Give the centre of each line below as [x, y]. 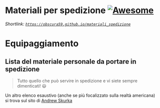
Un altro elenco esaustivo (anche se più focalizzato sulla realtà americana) [80, 95]
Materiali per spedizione [56, 10]
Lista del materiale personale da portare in [71, 62]
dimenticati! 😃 [32, 86]
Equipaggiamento [42, 44]
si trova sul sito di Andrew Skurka [39, 100]
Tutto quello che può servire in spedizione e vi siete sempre [77, 81]
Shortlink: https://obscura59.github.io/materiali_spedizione [68, 24]
